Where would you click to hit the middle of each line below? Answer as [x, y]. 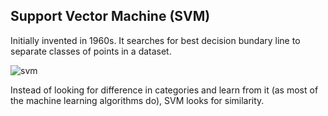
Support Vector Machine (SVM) [110, 16]
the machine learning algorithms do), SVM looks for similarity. [137, 100]
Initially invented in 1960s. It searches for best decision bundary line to [155, 40]
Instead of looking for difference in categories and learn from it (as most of [164, 90]
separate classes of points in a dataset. [91, 51]
